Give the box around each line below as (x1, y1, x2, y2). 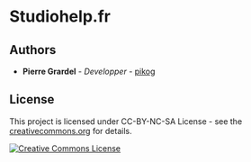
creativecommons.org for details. (9, 125, 132, 136)
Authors (9, 42, 57, 58)
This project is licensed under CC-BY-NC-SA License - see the (9, 115, 243, 127)
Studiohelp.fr (9, 6, 111, 27)
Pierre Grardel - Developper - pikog (22, 66, 156, 76)
